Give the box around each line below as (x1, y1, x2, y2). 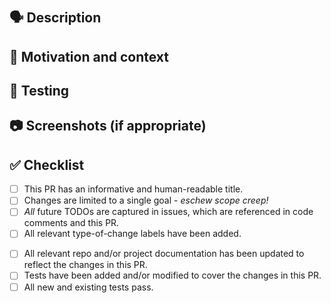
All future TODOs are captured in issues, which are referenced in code (23, 206, 314, 218)
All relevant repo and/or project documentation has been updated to (23, 248, 305, 260)
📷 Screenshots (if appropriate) (9, 118, 207, 135)
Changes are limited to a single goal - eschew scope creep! (23, 194, 269, 207)
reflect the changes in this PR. (23, 259, 148, 271)
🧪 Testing (9, 82, 70, 99)
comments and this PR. (23, 217, 120, 229)
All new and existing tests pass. (23, 281, 154, 293)
